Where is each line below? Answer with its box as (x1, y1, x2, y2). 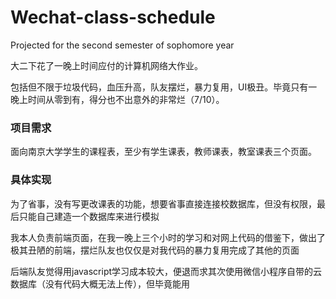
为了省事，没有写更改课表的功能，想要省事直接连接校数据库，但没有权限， (10, 197, 317, 210)
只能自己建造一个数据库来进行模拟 (18, 210, 160, 222)
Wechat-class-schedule (10, 6, 216, 29)
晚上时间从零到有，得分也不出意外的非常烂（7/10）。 (10, 93, 225, 105)
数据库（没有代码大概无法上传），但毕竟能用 (10, 277, 190, 290)
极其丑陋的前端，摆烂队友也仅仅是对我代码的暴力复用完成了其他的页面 (10, 244, 300, 256)
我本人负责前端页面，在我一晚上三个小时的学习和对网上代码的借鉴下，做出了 (10, 231, 326, 243)
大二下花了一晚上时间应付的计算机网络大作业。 (10, 59, 203, 71)
